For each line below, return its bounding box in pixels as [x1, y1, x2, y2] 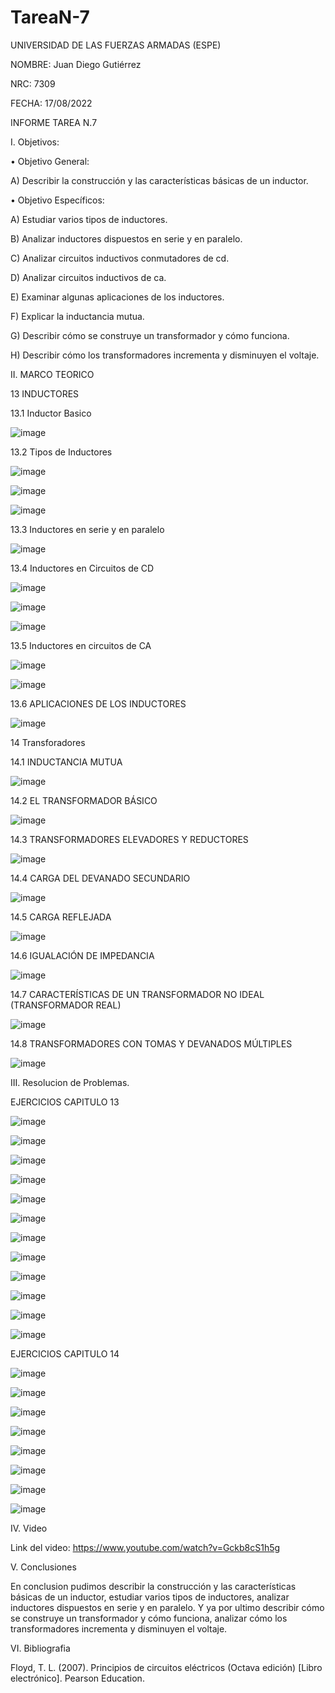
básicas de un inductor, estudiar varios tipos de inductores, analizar [10, 1591, 290, 1603]
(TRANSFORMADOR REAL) [10, 999, 122, 1011]
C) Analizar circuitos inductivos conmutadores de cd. [10, 252, 230, 264]
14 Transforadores [10, 736, 86, 748]
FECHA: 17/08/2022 [10, 97, 93, 109]
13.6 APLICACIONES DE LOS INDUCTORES [10, 697, 187, 710]
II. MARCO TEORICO [10, 368, 95, 380]
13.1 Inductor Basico [10, 407, 92, 419]
